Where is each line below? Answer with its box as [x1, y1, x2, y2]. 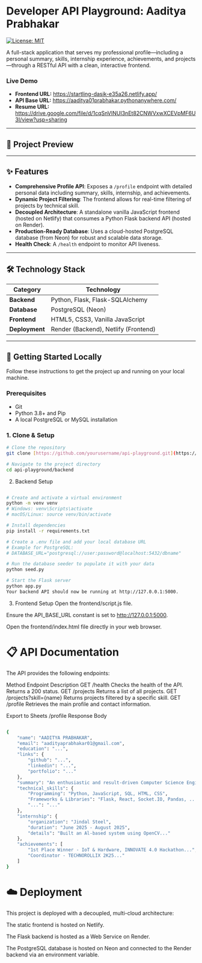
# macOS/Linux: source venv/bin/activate [6, 511, 112, 517]
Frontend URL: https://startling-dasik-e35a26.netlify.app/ [14, 91, 158, 98]
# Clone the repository [6, 445, 66, 451]
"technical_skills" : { [17, 785, 74, 792]
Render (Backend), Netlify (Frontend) [50, 325, 156, 333]
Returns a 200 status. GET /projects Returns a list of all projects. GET [6, 687, 177, 695]
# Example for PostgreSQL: [6, 545, 74, 551]
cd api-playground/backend [6, 467, 74, 473]
